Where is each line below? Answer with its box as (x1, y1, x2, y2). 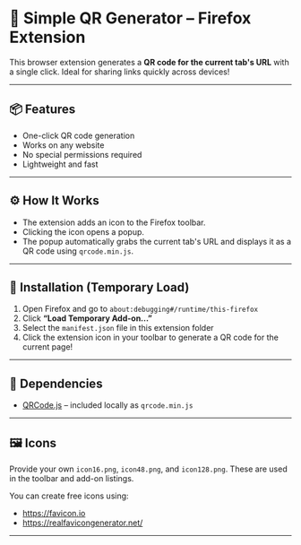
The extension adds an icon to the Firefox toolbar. (21, 217, 206, 228)
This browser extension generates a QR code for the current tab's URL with (9, 56, 289, 67)
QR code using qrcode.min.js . (21, 246, 134, 256)
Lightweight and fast (21, 159, 99, 169)
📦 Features (9, 102, 76, 117)
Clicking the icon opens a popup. (21, 226, 145, 237)
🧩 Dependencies (9, 376, 103, 391)
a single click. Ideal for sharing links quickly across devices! (9, 66, 230, 77)
